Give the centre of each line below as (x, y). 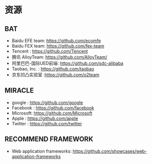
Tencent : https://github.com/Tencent (50, 51)
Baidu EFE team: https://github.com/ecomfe (56, 41)
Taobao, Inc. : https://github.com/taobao (53, 69)
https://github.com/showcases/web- (110, 151)
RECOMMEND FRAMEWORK (49, 139)
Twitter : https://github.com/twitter (47, 123)
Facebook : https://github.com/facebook (53, 108)
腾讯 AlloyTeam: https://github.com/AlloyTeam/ (59, 57)
